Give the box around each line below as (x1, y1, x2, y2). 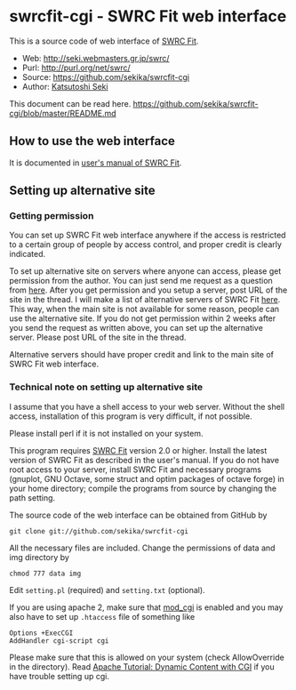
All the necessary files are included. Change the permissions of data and (9, 542, 276, 553)
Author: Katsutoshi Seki (21, 81, 108, 92)
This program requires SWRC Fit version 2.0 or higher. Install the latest (9, 445, 268, 455)
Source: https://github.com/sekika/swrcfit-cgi (21, 71, 189, 82)
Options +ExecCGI (9, 629, 74, 638)
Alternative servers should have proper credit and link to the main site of (9, 349, 274, 360)
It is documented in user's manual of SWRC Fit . (9, 157, 182, 168)
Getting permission (9, 210, 94, 222)
